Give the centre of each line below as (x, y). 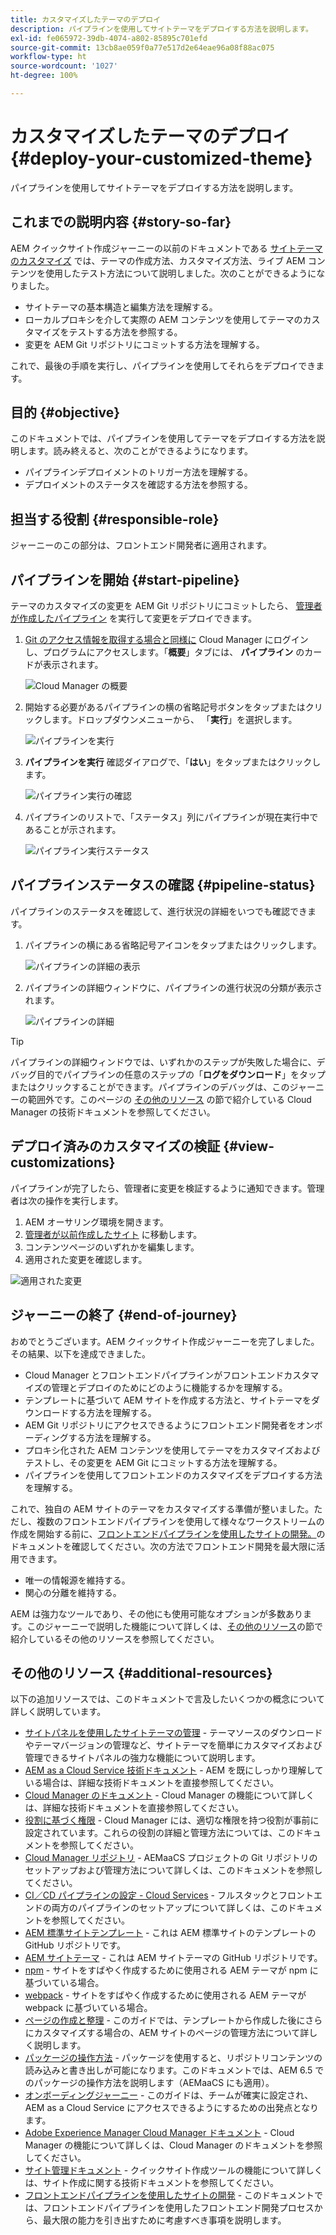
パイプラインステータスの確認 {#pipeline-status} (163, 885)
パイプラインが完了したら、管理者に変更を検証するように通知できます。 (159, 1188)
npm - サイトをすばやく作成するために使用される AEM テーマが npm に (171, 1970)
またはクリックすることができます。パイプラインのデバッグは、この (150, 1087)
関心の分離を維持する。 (73, 1592)
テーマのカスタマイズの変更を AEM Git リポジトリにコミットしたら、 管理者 (166, 606)
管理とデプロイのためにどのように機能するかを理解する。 (169, 1387)
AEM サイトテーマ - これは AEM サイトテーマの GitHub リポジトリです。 (173, 1958)
